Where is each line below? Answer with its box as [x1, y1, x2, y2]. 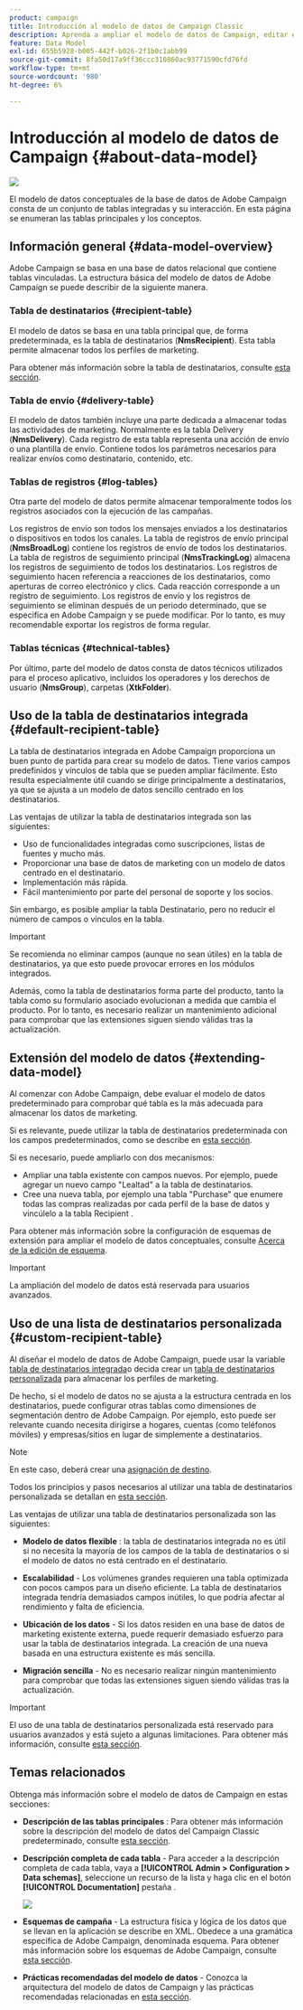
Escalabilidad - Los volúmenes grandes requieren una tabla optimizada [22, 1572, 289, 1583]
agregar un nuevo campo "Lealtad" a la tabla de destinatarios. [22, 1179, 254, 1190]
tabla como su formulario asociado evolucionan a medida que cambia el [9, 996, 277, 1006]
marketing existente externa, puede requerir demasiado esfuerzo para [22, 1628, 284, 1639]
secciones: [9, 1798, 50, 1809]
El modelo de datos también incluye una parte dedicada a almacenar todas [9, 414, 287, 425]
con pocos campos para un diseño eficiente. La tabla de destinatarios [22, 1582, 282, 1592]
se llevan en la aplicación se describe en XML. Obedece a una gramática [22, 1925, 293, 1936]
